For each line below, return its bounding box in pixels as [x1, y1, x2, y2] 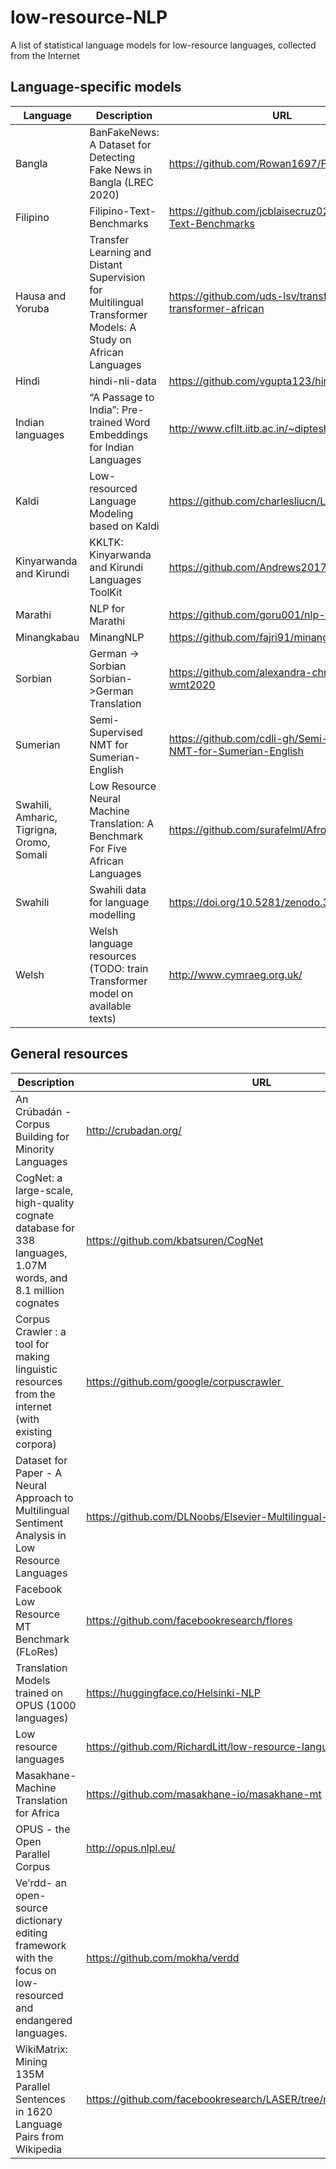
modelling [89, 907, 136, 921]
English [89, 762, 124, 776]
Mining [15, 2054, 48, 2068]
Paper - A [15, 1466, 63, 1480]
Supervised [89, 725, 143, 739]
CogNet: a [15, 1171, 63, 1185]
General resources [10, 1046, 128, 1063]
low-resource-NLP [10, 6, 168, 29]
